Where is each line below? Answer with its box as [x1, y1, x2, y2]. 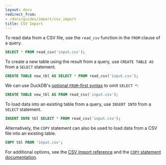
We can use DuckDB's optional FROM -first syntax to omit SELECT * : [5, 82, 139, 88]
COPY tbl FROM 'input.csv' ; [5, 140, 63, 145]
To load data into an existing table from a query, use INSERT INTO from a [5, 101, 152, 107]
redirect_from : [5, 12, 37, 17]
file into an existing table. [5, 130, 56, 136]
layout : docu [5, 7, 32, 12]
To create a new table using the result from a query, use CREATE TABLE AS [5, 59, 154, 65]
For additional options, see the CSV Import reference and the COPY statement [5, 149, 161, 155]
